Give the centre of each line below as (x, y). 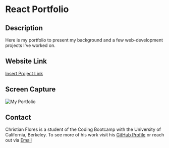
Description (24, 28)
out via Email (18, 140)
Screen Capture (31, 89)
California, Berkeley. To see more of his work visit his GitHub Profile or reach (85, 135)
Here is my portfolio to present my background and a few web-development (84, 40)
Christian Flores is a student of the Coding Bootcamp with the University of (83, 129)
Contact (18, 117)
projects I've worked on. (30, 45)
